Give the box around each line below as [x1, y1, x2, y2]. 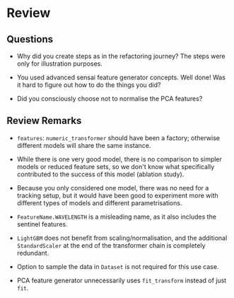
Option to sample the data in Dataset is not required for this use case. [16, 262, 219, 270]
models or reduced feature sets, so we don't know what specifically [16, 162, 215, 171]
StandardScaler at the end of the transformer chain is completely [16, 241, 206, 249]
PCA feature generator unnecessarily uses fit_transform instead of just [16, 276, 227, 285]
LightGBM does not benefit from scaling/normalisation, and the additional [16, 234, 228, 242]
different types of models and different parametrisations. [16, 198, 182, 207]
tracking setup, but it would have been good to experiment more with [16, 191, 218, 200]
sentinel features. [16, 219, 68, 228]
